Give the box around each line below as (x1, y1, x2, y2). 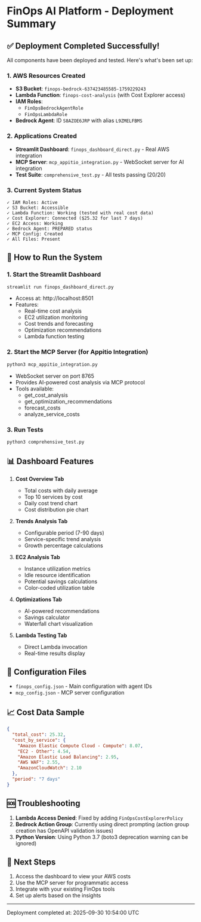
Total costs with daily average (24, 487, 98, 494)
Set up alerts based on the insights (15, 892, 101, 899)
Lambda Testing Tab (15, 632, 67, 639)
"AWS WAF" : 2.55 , (17, 759, 61, 766)
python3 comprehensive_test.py (7, 439, 85, 445)
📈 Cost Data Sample (7, 707, 85, 717)
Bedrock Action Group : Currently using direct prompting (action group (15, 820, 190, 827)
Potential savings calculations (24, 578, 98, 585)
